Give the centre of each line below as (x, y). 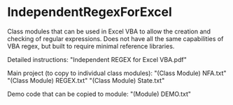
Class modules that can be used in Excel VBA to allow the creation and (109, 31)
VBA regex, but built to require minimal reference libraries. (91, 46)
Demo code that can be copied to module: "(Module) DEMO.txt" (99, 94)
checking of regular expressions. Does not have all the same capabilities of (115, 38)
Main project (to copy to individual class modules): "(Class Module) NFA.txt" (117, 73)
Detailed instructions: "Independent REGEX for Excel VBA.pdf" (97, 59)
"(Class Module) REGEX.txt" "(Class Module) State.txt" (86, 80)
